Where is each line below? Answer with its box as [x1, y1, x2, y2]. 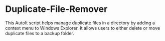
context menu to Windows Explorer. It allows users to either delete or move [5, 25, 160, 31]
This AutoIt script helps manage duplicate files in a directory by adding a [5, 20, 155, 26]
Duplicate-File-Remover [5, 3, 108, 15]
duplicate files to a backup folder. [5, 30, 74, 36]
